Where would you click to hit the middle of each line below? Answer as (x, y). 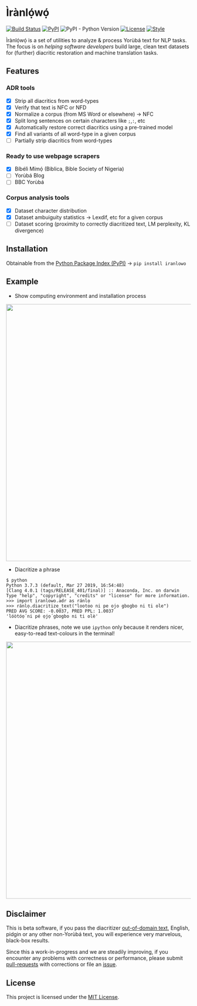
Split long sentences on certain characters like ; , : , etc (80, 120)
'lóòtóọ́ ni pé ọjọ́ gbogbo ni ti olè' (52, 616)
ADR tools (21, 88)
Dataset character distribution (50, 210)
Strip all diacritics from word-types (57, 100)
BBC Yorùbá (29, 182)
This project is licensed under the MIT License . (63, 997)
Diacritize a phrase (37, 569)
